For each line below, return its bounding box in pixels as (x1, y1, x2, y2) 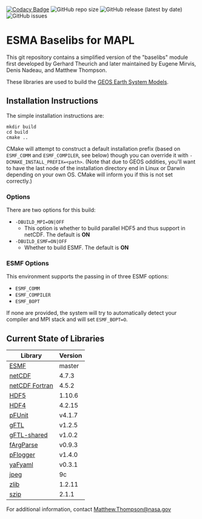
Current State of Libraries (6, 333, 105, 343)
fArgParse (9, 441, 38, 449)
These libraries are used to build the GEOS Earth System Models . (6, 78, 169, 85)
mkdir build (6, 123, 36, 130)
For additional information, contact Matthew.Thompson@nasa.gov (6, 506, 172, 513)
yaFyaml (9, 461, 33, 469)
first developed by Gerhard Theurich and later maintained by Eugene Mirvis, (6, 60, 197, 67)
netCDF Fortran (9, 382, 53, 390)
